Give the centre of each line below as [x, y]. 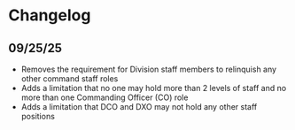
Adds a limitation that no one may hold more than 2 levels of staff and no [154, 88]
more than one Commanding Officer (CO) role [105, 97]
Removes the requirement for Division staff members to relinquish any [148, 69]
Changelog [50, 15]
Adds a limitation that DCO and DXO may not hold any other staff [139, 107]
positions [38, 116]
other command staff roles [70, 79]
